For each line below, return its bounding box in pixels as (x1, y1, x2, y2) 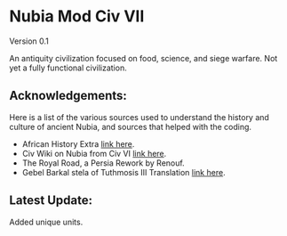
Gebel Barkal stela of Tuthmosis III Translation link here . (21, 167, 226, 177)
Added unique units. (9, 216, 84, 227)
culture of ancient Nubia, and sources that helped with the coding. (9, 121, 251, 132)
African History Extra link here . (21, 138, 135, 149)
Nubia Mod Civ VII (9, 6, 145, 27)
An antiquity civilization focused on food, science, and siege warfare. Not (9, 53, 278, 63)
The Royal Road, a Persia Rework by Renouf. (21, 158, 185, 168)
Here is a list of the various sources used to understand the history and (9, 111, 269, 122)
